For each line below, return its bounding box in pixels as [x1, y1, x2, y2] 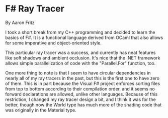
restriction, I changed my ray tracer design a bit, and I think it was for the [5, 96, 156, 102]
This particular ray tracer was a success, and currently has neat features [5, 49, 156, 55]
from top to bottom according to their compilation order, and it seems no [5, 85, 155, 91]
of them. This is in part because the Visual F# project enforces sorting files [5, 80, 160, 86]
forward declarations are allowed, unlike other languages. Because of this [5, 91, 158, 97]
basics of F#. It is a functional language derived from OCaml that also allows [5, 34, 163, 40]
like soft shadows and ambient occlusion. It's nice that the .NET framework [5, 54, 160, 60]
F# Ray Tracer [5, 3, 64, 14]
